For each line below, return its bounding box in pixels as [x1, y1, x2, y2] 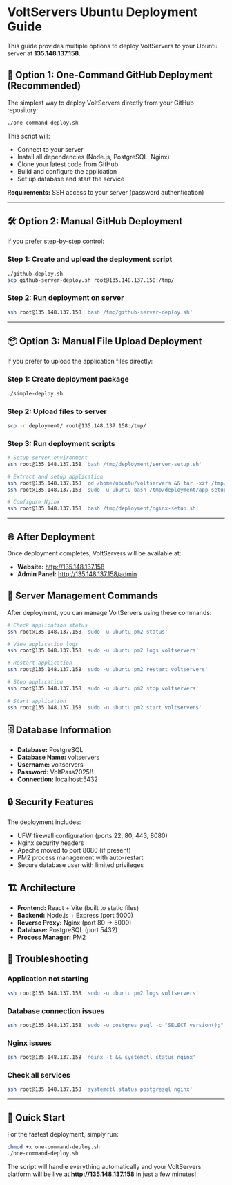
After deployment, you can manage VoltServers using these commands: [7, 608, 212, 616]
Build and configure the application [17, 167, 117, 175]
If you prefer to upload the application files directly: [7, 357, 153, 366]
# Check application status [7, 621, 88, 629]
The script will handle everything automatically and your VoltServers [7, 1162, 202, 1170]
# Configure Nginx [7, 499, 60, 506]
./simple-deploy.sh [7, 390, 64, 397]
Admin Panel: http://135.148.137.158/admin [17, 570, 137, 578]
